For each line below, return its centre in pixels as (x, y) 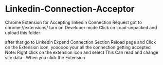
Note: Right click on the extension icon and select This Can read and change (82, 52)
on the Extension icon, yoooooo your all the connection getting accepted (78, 47)
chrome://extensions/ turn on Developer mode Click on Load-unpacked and (81, 27)
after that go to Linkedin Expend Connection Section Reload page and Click (81, 42)
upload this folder (23, 32)
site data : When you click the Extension (45, 57)
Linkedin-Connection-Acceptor (70, 9)
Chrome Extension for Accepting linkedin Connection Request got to (73, 22)
